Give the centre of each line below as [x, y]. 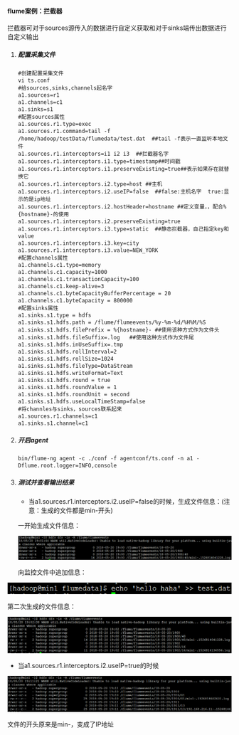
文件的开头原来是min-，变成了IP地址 [61, 724]
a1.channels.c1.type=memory [59, 265]
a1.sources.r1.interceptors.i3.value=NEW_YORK [88, 250]
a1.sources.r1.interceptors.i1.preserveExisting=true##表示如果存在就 [121, 169]
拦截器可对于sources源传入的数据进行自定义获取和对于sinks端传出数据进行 [117, 28]
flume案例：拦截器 [35, 11]
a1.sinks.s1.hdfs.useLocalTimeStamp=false [81, 402]
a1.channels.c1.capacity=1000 [63, 273]
